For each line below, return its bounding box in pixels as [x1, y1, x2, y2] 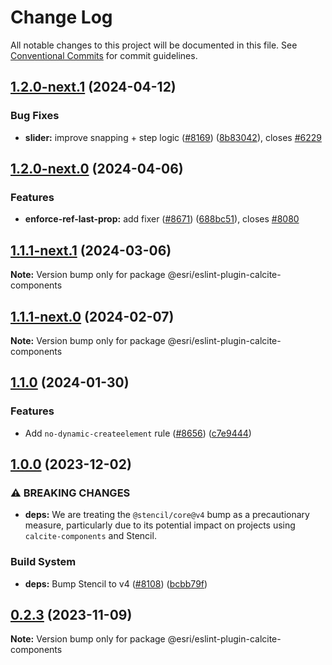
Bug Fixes [10, 109, 60, 123]
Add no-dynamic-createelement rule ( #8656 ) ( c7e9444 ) [24, 427, 252, 439]
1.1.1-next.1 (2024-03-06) [10, 242, 172, 259]
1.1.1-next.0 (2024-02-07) [10, 308, 175, 325]
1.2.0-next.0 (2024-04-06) [10, 161, 184, 178]
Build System [10, 555, 77, 569]
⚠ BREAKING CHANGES [10, 486, 131, 500]
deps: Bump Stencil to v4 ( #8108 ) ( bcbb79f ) [24, 577, 208, 590]
